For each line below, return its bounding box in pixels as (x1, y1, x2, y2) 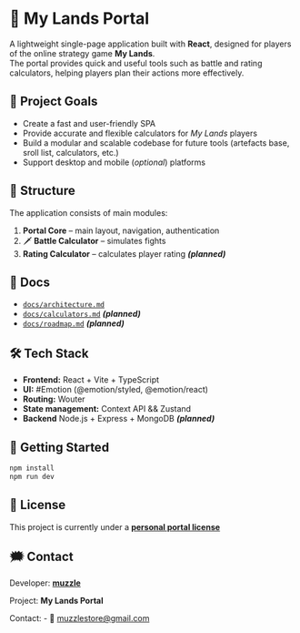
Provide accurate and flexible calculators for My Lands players (22, 128, 257, 138)
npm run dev (9, 472, 55, 481)
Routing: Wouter (22, 393, 85, 404)
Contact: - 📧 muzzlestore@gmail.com (9, 613, 150, 624)
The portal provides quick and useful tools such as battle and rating (9, 57, 263, 68)
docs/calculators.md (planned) (22, 309, 141, 320)
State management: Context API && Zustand (22, 403, 192, 414)
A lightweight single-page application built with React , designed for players (9, 38, 292, 49)
